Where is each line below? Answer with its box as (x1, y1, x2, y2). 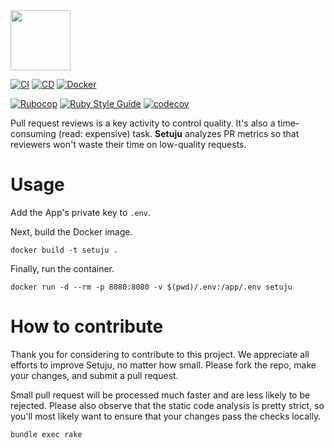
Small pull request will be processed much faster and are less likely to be (10, 389, 311, 401)
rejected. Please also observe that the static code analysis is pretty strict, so (10, 399, 325, 411)
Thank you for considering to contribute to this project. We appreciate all (10, 348, 310, 360)
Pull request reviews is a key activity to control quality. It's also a (10, 117, 276, 129)
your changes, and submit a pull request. (10, 369, 179, 381)
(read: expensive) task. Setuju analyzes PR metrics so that (58, 128, 300, 139)
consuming (10, 128, 57, 139)
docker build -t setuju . (10, 245, 118, 255)
